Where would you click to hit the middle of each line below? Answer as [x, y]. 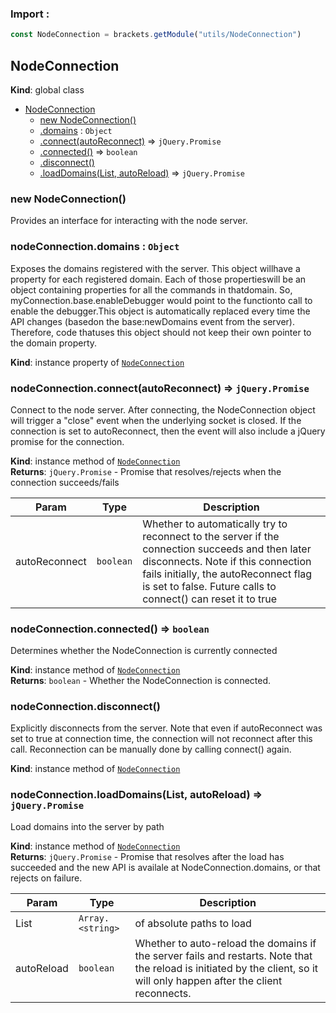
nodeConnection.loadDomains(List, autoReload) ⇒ [136, 795]
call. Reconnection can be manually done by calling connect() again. [151, 749]
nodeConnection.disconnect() [85, 707]
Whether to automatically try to [215, 524]
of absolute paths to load [193, 923]
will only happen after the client [208, 980]
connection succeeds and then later [227, 549]
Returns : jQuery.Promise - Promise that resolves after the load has [147, 856]
